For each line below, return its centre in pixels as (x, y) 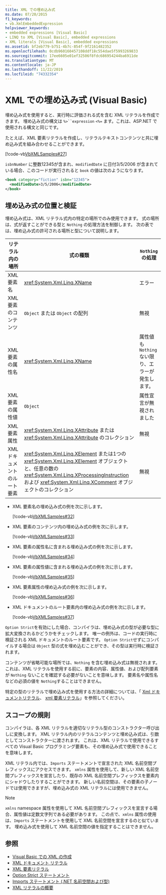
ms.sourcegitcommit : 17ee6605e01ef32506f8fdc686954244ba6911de (72, 56)
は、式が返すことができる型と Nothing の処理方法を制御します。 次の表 (77, 225)
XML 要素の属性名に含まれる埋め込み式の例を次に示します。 (74, 547)
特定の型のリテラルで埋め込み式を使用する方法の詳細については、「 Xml (78, 692)
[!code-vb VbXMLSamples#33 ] (43, 537)
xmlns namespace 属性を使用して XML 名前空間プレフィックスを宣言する (79, 808)
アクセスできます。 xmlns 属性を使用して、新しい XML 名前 (95, 769)
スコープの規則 (28, 715)
